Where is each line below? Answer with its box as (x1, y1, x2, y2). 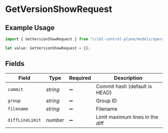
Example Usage (5, 23, 55, 32)
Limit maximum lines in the (95, 113, 158, 120)
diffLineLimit (7, 117, 41, 123)
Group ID (95, 97, 117, 104)
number (45, 116, 64, 123)
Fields (5, 59, 25, 68)
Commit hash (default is (95, 82, 152, 89)
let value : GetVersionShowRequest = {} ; (5, 45, 91, 50)
